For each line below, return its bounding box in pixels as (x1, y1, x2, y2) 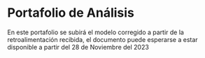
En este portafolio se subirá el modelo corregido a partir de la (7, 28, 184, 36)
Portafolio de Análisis (7, 5, 135, 21)
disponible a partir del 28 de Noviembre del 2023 (7, 43, 149, 51)
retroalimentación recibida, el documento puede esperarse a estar (7, 35, 198, 43)
